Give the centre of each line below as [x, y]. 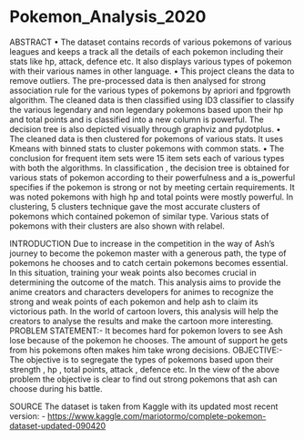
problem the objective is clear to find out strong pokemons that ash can [143, 379]
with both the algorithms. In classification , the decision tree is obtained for [149, 168]
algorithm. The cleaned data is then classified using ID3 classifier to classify [152, 100]
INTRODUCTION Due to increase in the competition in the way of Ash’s [142, 243]
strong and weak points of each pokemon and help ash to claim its [134, 302]
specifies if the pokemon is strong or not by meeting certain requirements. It [152, 187]
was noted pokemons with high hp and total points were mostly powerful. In [152, 197]
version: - [27, 415]
